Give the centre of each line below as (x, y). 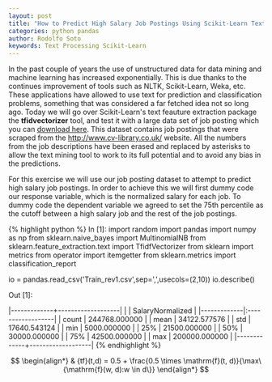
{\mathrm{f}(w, (88, 370)
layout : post (30, 16)
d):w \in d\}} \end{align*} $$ (162, 370)
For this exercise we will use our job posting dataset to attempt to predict (130, 180)
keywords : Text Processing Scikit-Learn (78, 46)
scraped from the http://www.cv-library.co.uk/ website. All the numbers (127, 138)
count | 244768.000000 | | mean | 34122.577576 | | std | (157, 320)
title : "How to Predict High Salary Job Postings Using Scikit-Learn (128, 23)
